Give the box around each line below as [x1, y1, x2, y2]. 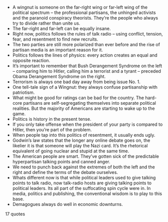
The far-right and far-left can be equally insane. [12, 26, 111, 32]
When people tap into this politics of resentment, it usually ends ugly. [12, 132, 155, 138]
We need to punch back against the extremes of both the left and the [12, 164, 155, 170]
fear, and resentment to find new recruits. [12, 36, 99, 42]
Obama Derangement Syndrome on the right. [12, 74, 106, 79]
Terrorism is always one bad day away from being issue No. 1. [12, 79, 141, 85]
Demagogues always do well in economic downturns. [12, 201, 123, 207]
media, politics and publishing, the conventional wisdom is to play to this [12, 190, 162, 196]
